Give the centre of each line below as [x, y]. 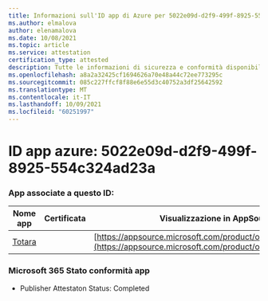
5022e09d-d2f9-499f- [179, 151]
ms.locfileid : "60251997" [51, 112]
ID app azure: [53, 151]
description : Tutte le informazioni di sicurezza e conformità [116, 68]
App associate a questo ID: [61, 193]
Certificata [65, 218]
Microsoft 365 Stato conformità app [79, 271]
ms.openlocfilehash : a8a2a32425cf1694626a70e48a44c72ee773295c [116, 75]
